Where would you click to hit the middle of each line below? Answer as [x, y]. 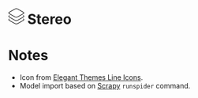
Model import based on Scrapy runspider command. [105, 86]
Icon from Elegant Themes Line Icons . [81, 77]
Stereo [50, 19]
